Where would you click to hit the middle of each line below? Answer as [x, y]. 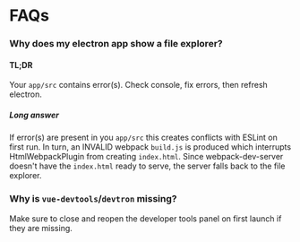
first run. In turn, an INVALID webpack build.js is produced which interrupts [150, 147]
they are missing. [41, 228]
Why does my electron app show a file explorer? [116, 44]
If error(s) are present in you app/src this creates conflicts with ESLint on [143, 138]
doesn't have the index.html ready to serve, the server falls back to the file [147, 166]
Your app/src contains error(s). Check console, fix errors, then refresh [139, 85]
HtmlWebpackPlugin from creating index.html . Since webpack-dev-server [146, 157]
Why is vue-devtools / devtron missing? [93, 199]
